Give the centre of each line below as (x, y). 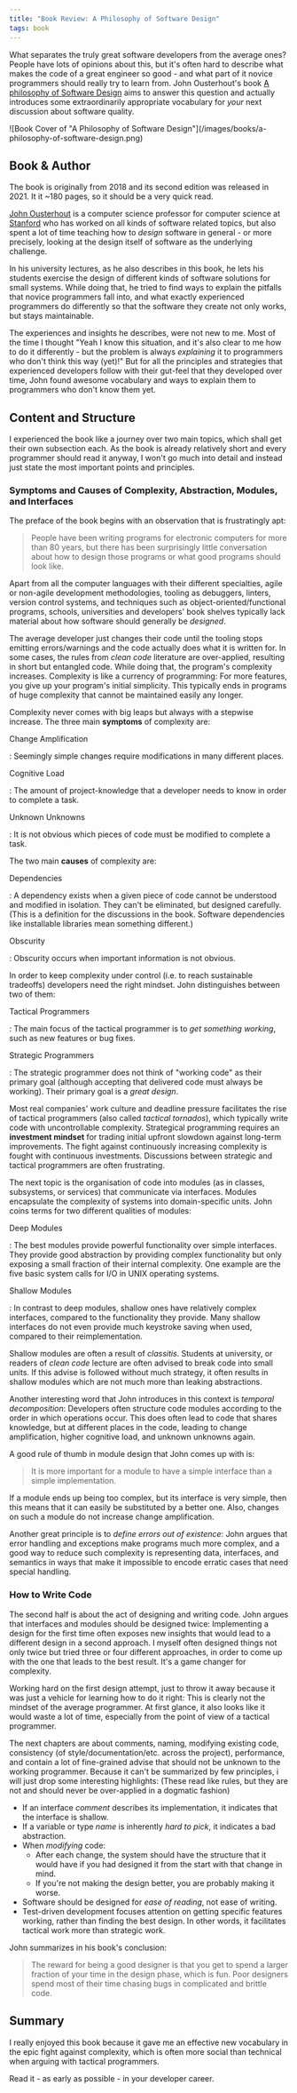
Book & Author (50, 166)
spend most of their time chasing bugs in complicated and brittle (149, 1983)
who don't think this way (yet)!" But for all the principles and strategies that (146, 362)
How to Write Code (51, 1595)
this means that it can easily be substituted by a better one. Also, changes (144, 1508)
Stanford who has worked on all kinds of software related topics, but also (143, 223)
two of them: (32, 994)
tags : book (29, 28)
